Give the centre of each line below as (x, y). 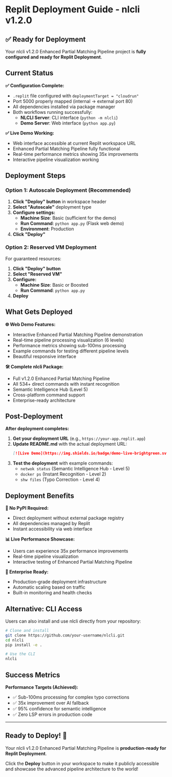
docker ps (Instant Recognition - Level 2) (63, 474)
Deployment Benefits (40, 496)
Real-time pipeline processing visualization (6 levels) (68, 340)
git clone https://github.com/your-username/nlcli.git (65, 635)
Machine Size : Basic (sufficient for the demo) (68, 218)
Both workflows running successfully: (52, 112)
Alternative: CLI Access (44, 609)
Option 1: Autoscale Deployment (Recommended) (68, 190)
